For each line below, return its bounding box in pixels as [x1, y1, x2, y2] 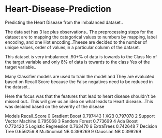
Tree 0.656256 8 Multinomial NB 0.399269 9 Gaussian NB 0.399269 [5, 128, 142, 134]
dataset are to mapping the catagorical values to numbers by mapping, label [5, 34, 157, 40]
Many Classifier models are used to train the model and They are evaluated [5, 73, 155, 79]
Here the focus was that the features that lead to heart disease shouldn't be [5, 93, 156, 99]
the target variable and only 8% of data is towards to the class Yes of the [5, 59, 150, 65]
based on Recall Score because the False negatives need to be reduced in [5, 79, 153, 85]
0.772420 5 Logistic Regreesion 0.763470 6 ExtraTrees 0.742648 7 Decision [5, 123, 158, 129]
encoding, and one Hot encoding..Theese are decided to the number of [5, 39, 147, 45]
